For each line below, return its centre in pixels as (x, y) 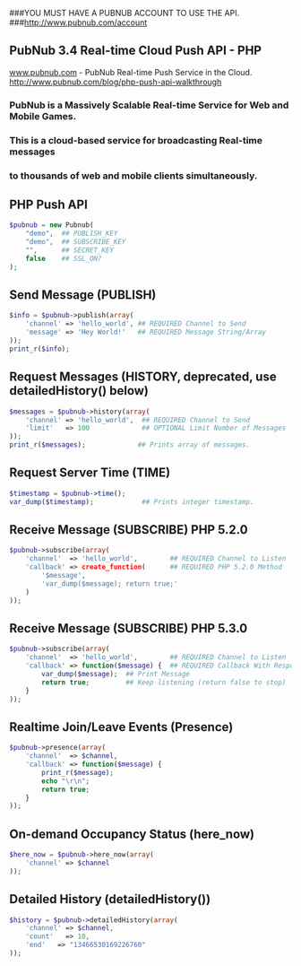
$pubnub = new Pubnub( (52, 225)
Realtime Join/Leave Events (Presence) (121, 727)
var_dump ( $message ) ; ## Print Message (116, 674)
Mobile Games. (43, 116)
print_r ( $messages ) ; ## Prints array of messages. (130, 445)
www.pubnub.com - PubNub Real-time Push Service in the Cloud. (131, 72)
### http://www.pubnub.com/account (78, 22)
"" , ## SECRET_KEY (70, 250)
